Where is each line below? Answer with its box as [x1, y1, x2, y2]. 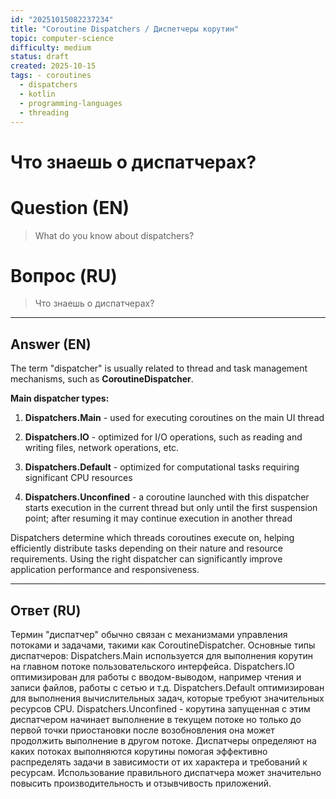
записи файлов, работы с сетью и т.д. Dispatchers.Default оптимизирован [10, 682, 325, 694]
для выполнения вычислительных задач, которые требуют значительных [10, 692, 325, 705]
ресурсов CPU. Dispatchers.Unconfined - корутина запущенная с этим [10, 703, 311, 715]
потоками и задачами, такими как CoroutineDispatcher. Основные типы [10, 639, 316, 651]
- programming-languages [19, 98, 123, 108]
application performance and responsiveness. [10, 564, 200, 576]
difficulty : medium [10, 42, 92, 53]
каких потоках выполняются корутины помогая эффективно [10, 746, 268, 758]
